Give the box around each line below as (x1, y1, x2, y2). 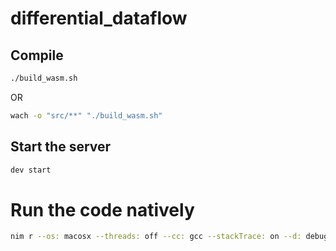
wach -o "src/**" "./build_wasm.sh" (10, 110, 163, 121)
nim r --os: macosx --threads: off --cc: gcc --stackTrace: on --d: (10, 232, 302, 242)
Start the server (10, 138, 112, 156)
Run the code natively (10, 198, 195, 221)
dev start (10, 165, 52, 175)
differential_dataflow (10, 7, 188, 30)
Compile (10, 47, 64, 64)
